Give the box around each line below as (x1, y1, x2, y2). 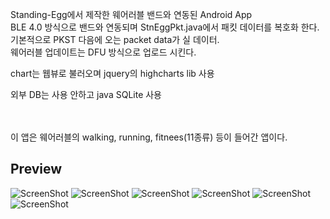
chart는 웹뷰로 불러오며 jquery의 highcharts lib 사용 (10, 68, 215, 79)
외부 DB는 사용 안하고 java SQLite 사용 (10, 89, 162, 100)
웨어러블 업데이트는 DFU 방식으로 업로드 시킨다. (10, 46, 197, 58)
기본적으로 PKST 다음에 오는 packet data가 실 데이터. (10, 34, 220, 45)
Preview (10, 161, 63, 178)
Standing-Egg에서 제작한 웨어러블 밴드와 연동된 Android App (10, 9, 253, 20)
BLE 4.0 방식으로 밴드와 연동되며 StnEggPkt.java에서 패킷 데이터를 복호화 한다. (10, 21, 320, 33)
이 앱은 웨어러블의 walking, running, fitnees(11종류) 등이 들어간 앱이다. (10, 131, 288, 143)
